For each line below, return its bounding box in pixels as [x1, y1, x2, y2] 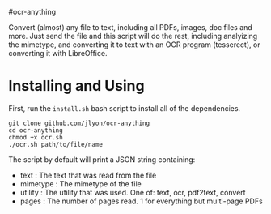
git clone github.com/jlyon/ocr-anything [8, 119, 150, 127]
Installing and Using [8, 77, 145, 96]
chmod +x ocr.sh [8, 133, 63, 141]
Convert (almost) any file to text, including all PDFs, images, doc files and [8, 23, 252, 32]
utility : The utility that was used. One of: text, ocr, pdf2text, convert [19, 187, 246, 197]
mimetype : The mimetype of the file [19, 178, 142, 189]
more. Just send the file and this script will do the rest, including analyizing [8, 32, 258, 41]
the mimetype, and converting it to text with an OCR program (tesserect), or [8, 40, 260, 49]
